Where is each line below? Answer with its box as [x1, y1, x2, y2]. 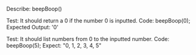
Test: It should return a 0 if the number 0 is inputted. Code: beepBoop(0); [6, 17, 191, 24]
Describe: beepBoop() [6, 5, 62, 12]
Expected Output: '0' [6, 24, 59, 31]
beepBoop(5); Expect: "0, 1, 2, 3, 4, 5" [6, 42, 102, 49]
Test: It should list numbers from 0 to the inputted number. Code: [6, 35, 170, 42]
